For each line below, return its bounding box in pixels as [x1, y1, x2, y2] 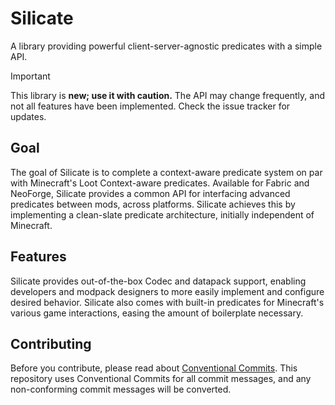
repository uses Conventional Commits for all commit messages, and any [10, 373, 312, 385]
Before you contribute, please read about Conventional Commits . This [10, 362, 298, 374]
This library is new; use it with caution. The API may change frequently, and [10, 89, 325, 101]
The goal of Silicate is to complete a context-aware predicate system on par [10, 166, 323, 178]
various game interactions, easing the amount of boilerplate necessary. [10, 307, 304, 319]
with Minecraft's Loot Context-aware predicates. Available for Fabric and [10, 177, 310, 189]
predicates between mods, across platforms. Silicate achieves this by [10, 198, 296, 210]
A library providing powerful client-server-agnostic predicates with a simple [10, 40, 323, 52]
